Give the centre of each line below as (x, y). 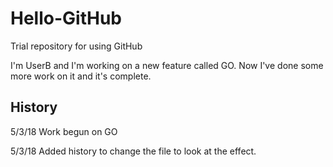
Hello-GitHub (66, 18)
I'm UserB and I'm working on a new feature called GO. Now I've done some (167, 65)
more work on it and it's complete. (81, 76)
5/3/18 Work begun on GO (64, 131)
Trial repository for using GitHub (76, 46)
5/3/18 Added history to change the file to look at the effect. (133, 151)
